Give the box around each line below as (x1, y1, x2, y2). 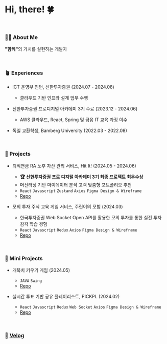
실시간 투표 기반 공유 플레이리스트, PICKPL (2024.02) (12, 294, 120, 300)
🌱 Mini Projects (5, 255, 43, 262)
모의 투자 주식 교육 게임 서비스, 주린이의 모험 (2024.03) (12, 203, 123, 209)
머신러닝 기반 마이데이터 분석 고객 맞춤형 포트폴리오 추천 (19, 181, 132, 188)
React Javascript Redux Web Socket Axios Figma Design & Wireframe (19, 304, 161, 310)
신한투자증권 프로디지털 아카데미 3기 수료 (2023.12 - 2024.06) (12, 105, 138, 111)
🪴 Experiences (5, 69, 43, 77)
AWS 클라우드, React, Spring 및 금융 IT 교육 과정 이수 (19, 117, 128, 123)
